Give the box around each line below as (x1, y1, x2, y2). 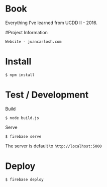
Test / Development (5, 89, 89, 101)
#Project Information (5, 29, 48, 35)
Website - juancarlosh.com (5, 39, 62, 44)
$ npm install (5, 72, 35, 77)
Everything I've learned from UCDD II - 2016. (5, 20, 98, 26)
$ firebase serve (5, 134, 42, 139)
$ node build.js (5, 115, 39, 121)
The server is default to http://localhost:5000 (5, 143, 102, 149)
